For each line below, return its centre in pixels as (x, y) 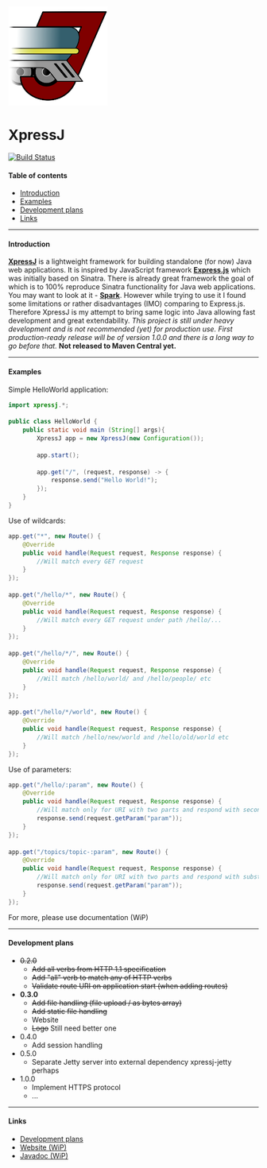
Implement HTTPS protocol (76, 1087)
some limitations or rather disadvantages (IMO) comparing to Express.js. (127, 304)
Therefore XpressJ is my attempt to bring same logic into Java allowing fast (132, 312)
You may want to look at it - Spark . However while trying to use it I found (127, 296)
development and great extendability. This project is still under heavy (121, 321)
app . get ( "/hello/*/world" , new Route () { (78, 712)
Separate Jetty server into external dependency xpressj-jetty (132, 1062)
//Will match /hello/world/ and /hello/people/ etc (124, 679)
